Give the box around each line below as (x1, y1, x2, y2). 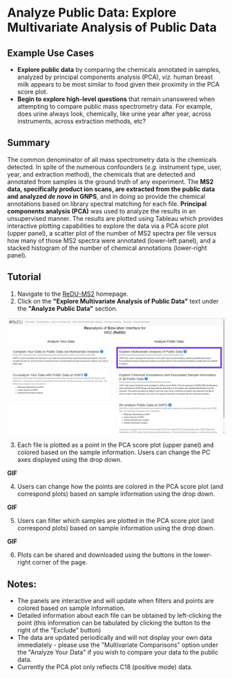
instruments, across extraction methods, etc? (17, 117, 146, 125)
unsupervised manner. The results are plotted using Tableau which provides (7, 214, 224, 222)
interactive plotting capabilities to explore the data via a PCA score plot (7, 222, 209, 230)
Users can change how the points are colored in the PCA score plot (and (17, 483, 224, 491)
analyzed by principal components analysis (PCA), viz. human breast (17, 73, 213, 81)
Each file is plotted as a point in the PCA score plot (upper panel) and (17, 441, 214, 449)
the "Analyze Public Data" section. (17, 304, 118, 312)
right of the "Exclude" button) (17, 626, 101, 634)
